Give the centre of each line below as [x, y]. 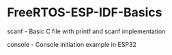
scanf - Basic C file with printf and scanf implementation [86, 31]
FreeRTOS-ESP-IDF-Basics [85, 13]
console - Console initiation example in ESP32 [72, 44]
